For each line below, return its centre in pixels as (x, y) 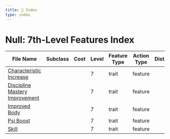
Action (141, 56)
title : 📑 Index (21, 10)
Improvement (24, 98)
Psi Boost (19, 121)
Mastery (18, 92)
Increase (18, 77)
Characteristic (25, 71)
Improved (19, 106)
